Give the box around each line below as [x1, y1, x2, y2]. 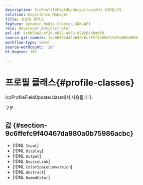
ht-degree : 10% [5, 49, 37, 54]
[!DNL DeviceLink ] [12, 158, 50, 164]
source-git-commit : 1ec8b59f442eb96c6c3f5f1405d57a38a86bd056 [5, 36, 138, 41]
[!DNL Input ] [12, 142, 39, 148]
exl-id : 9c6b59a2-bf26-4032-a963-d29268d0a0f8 [5, 31, 104, 36]
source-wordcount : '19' [5, 45, 55, 50]
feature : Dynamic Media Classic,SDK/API [5, 21, 91, 27]
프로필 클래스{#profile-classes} [5, 77, 134, 88]
